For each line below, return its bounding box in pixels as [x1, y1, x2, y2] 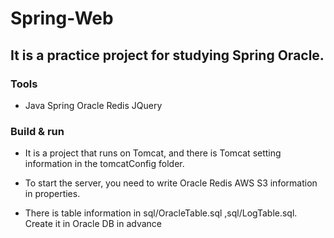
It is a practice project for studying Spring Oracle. [10, 47, 325, 64]
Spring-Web [10, 7, 114, 30]
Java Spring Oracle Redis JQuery [24, 99, 163, 111]
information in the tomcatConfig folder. [24, 158, 185, 170]
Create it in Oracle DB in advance [24, 218, 162, 230]
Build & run [10, 124, 65, 138]
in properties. [24, 188, 81, 200]
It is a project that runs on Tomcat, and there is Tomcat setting [24, 147, 282, 159]
